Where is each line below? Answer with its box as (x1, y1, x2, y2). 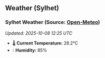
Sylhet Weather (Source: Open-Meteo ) (5, 19, 101, 26)
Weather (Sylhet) (5, 4, 59, 12)
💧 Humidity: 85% (12, 47, 47, 53)
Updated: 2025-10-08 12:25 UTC (5, 30, 73, 36)
